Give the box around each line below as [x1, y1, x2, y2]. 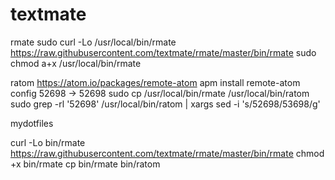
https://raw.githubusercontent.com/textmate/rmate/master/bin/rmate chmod [10, 147, 325, 159]
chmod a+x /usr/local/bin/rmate [10, 57, 142, 69]
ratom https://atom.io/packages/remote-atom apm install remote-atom [10, 76, 301, 88]
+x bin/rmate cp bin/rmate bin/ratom [10, 158, 161, 170]
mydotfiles [10, 117, 54, 129]
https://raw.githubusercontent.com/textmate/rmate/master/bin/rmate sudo [10, 46, 317, 58]
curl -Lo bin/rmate [10, 136, 86, 148]
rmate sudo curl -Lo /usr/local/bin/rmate [10, 36, 177, 48]
